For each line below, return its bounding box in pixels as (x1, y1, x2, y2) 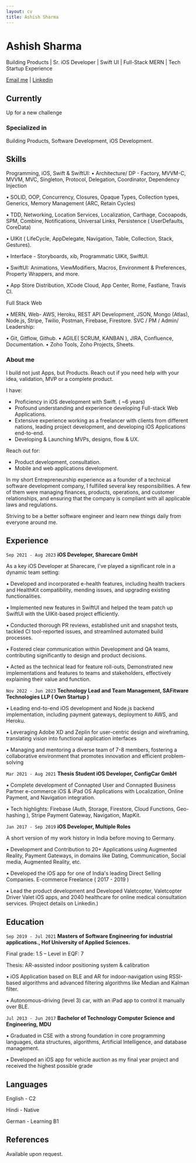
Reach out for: (6, 447, 40, 454)
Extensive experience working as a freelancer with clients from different (14, 417, 188, 424)
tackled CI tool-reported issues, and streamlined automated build (6, 628, 163, 635)
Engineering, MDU (6, 1021, 51, 1028)
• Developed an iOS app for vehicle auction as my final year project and (6, 1056, 179, 1063)
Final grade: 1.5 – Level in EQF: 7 (6, 950, 84, 957)
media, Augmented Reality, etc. (6, 858, 82, 865)
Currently (6, 93, 42, 103)
